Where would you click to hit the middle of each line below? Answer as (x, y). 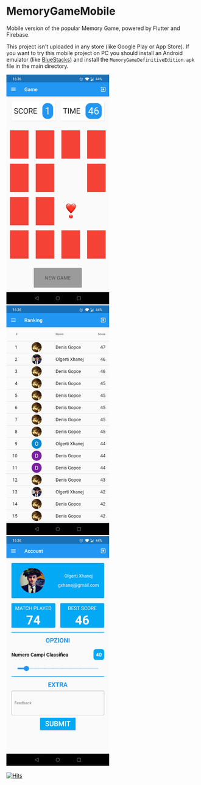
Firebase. (18, 34)
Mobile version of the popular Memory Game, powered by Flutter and (93, 28)
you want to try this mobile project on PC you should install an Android (95, 53)
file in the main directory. (37, 66)
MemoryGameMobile (61, 11)
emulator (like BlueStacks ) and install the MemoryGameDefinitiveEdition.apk (100, 59)
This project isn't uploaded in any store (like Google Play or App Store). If (98, 46)
